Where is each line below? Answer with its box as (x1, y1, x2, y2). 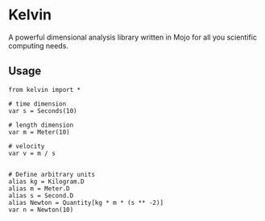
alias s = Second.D (8, 191, 74, 199)
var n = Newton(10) (8, 206, 74, 214)
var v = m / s (8, 149, 56, 157)
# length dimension (8, 121, 74, 129)
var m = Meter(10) (8, 127, 70, 136)
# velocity (8, 142, 45, 150)
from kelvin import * (8, 85, 81, 94)
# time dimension (8, 99, 67, 108)
